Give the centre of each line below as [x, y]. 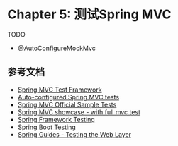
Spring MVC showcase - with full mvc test [79, 112]
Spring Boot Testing [46, 127]
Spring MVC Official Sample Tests [67, 104]
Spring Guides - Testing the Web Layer [74, 134]
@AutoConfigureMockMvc [56, 48]
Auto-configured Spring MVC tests [68, 97]
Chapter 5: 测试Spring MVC [89, 14]
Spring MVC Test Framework [60, 90]
